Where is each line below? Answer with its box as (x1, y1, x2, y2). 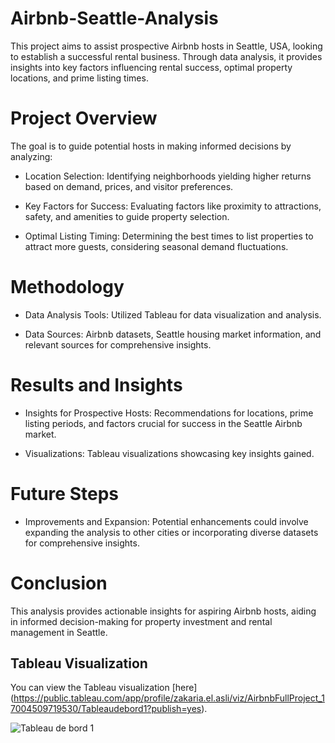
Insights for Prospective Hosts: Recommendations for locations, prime (24, 407, 314, 419)
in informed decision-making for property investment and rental (10, 615, 273, 627)
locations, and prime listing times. (10, 72, 149, 84)
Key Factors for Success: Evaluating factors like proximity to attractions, (24, 200, 322, 212)
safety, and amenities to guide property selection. (24, 210, 230, 222)
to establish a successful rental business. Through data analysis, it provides (10, 50, 323, 62)
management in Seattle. (10, 626, 108, 638)
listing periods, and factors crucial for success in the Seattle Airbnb (24, 417, 303, 429)
